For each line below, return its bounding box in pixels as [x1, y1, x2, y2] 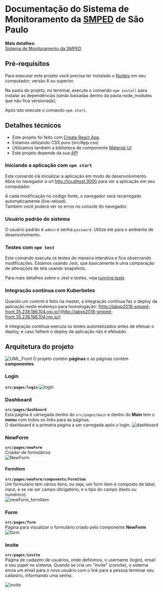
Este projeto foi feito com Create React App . [12, 134, 101, 140]
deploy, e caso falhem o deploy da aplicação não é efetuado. [5, 328, 127, 334]
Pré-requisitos [5, 60, 50, 68]
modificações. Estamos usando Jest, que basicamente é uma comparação [5, 260, 155, 266]
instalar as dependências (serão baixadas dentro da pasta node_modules [5, 92, 152, 98]
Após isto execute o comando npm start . [5, 107, 87, 113]
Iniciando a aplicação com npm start [5, 162, 92, 169]
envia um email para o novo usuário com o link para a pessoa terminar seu [5, 568, 154, 573]
